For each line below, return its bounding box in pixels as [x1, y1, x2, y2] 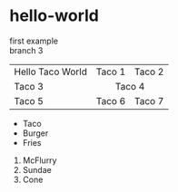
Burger [22, 128, 49, 139]
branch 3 [9, 44, 44, 55]
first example [9, 35, 59, 46]
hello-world [9, 5, 100, 26]
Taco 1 [95, 65, 126, 78]
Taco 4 [114, 80, 145, 92]
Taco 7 [134, 94, 164, 107]
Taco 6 [95, 94, 126, 107]
